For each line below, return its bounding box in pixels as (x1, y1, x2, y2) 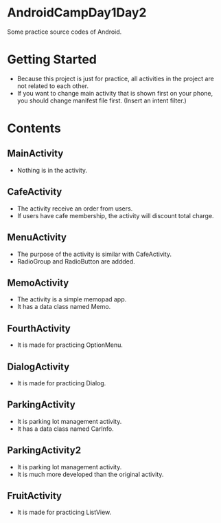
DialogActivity (7, 361, 70, 372)
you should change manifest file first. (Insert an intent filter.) (16, 96, 187, 105)
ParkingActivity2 (7, 445, 81, 456)
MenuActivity (7, 232, 67, 244)
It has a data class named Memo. (16, 303, 111, 311)
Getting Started (7, 52, 97, 67)
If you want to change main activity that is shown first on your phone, (16, 89, 213, 97)
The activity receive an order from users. (16, 204, 133, 213)
